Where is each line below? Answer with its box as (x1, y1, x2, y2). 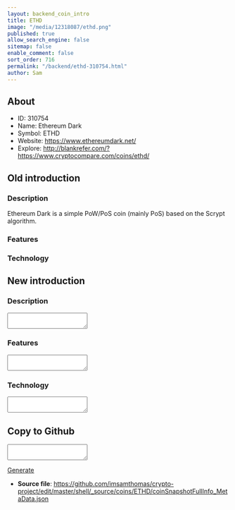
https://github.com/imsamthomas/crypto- (53, 479, 174, 487)
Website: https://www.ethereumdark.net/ (17, 137, 136, 145)
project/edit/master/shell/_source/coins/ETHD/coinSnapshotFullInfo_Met (17, 487, 228, 495)
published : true (7, 30, 55, 37)
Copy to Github (7, 425, 75, 437)
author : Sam (7, 69, 42, 76)
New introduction (7, 275, 86, 287)
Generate (7, 466, 34, 474)
